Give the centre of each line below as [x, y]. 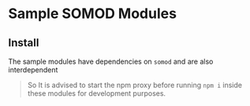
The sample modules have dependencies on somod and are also [111, 61]
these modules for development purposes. [97, 93]
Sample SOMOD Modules [93, 14]
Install [24, 43]
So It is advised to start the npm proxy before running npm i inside [135, 85]
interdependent [33, 70]
